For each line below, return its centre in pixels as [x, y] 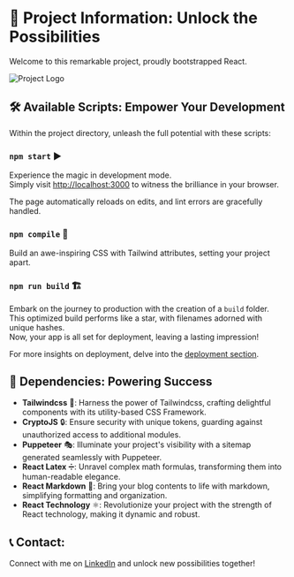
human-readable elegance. [71, 477]
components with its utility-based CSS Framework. [114, 412]
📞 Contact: [37, 542]
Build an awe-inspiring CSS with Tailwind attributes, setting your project [140, 253]
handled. [25, 211]
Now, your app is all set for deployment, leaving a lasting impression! [134, 337]
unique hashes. [37, 327]
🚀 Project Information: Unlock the [133, 18]
